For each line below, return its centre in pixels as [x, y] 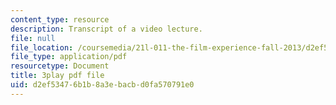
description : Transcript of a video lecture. [106, 29]
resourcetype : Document [60, 66]
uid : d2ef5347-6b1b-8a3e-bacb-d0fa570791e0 [102, 85]
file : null [33, 38]
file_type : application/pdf [69, 57]
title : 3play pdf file [57, 76]
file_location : [42, 47]
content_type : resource [60, 19]
